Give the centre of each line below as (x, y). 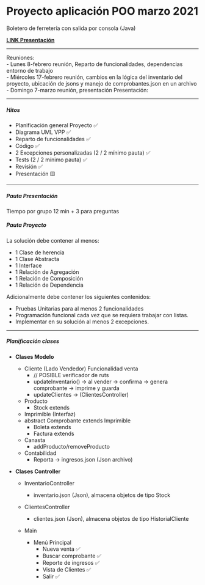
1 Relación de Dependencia (49, 285)
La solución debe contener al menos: (53, 240)
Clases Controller (38, 471)
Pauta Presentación (32, 196)
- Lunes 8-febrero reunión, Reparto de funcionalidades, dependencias (95, 64)
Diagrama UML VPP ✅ (43, 132)
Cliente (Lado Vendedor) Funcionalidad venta (81, 369)
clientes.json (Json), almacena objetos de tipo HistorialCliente (111, 518)
